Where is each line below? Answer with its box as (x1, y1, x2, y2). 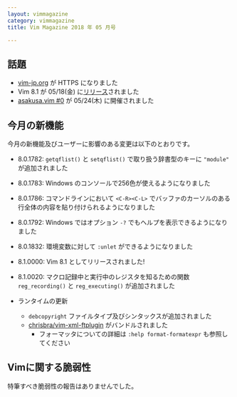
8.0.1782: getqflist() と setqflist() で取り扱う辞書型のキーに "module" (17, 155, 230, 163)
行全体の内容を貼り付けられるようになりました (17, 203, 155, 211)
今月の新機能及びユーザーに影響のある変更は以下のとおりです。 (7, 140, 194, 148)
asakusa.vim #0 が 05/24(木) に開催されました (17, 96, 154, 105)
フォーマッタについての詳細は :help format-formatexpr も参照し (38, 330, 228, 338)
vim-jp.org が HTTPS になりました (17, 79, 118, 87)
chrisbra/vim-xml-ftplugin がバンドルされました (28, 321, 169, 329)
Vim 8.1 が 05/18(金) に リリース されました (17, 87, 139, 96)
